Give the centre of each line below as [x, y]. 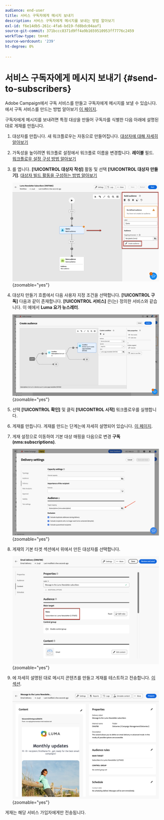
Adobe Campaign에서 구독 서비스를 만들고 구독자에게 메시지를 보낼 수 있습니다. [81, 103]
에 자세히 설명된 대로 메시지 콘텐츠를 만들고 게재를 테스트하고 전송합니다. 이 [84, 678]
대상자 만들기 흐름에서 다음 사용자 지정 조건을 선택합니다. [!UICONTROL [81, 295]
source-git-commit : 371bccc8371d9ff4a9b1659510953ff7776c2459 [70, 31]
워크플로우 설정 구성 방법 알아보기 [44, 159]
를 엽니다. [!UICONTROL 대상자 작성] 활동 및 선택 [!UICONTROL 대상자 [81, 169]
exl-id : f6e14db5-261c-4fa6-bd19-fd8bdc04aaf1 [53, 26]
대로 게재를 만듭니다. [25, 125]
